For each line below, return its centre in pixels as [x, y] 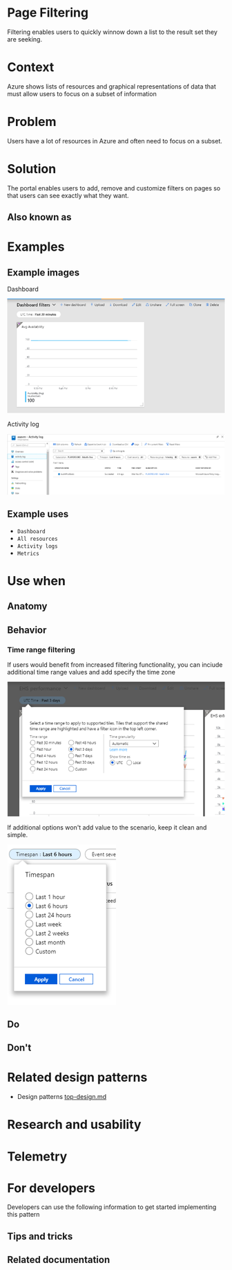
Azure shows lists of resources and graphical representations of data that [112, 86]
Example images [43, 272]
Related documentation [59, 1260]
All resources [37, 539]
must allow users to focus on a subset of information [82, 93]
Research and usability [74, 1125]
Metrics [28, 553]
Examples [36, 247]
